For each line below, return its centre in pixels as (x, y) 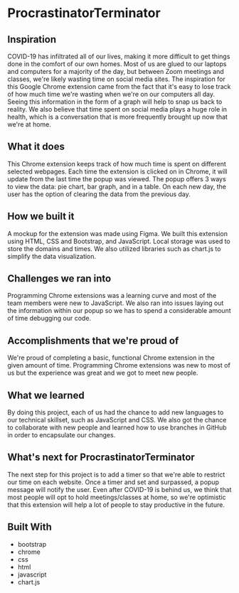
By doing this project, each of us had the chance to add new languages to (116, 412)
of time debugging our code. (49, 319)
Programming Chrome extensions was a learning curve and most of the (112, 296)
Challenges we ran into (59, 279)
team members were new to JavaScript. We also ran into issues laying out (116, 303)
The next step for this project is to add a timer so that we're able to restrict (116, 474)
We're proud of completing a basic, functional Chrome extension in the (111, 358)
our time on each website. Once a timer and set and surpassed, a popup (113, 482)
